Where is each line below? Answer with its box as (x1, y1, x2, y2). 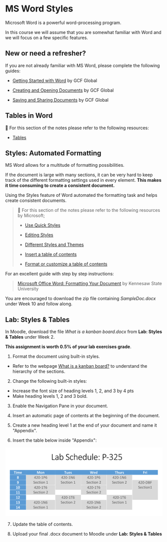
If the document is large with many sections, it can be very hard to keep (5, 172, 153, 178)
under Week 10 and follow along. (5, 301, 72, 307)
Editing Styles (24, 232, 53, 238)
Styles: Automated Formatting (5, 149, 101, 157)
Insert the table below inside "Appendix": (12, 437, 97, 443)
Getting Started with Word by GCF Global (12, 77, 97, 83)
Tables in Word (5, 111, 53, 120)
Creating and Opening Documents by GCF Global (12, 87, 114, 93)
